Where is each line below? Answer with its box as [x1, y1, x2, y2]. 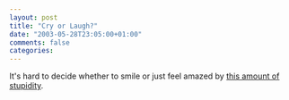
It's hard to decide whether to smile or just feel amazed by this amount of [9, 71, 280, 81]
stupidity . [9, 80, 44, 91]
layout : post [9, 12, 58, 22]
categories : [9, 46, 54, 55]
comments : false [9, 37, 70, 47]
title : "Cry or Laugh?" [9, 21, 99, 30]
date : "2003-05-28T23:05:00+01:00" [9, 29, 143, 38]
